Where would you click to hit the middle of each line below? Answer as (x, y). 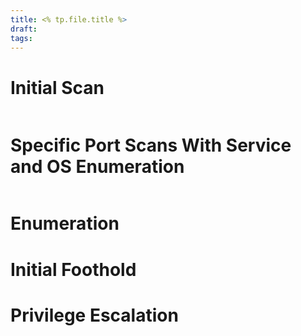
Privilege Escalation (94, 315)
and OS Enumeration (97, 166)
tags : (21, 38)
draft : (24, 29)
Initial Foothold (73, 269)
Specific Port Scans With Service (151, 145)
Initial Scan (57, 87)
